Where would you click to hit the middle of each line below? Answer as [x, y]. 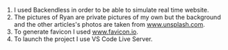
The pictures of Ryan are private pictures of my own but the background [117, 17]
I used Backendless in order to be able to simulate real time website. [111, 10]
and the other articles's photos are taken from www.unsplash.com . [109, 24]
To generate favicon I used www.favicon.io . [76, 32]
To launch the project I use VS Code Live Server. [83, 39]
